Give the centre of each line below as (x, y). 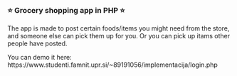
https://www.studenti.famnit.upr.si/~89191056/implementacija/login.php (113, 65)
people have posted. (37, 43)
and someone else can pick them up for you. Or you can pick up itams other (118, 36)
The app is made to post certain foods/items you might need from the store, (118, 28)
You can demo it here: (40, 58)
